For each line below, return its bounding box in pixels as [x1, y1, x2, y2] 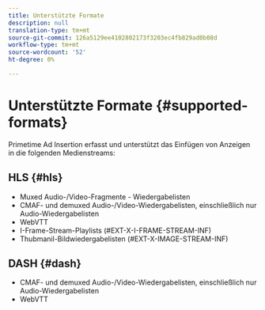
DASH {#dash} [8, 257, 81, 270]
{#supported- [155, 96, 248, 115]
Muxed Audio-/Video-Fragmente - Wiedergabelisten [19, 191, 191, 202]
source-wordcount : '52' [8, 48, 87, 56]
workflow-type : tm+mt [8, 41, 80, 49]
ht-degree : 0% [8, 56, 55, 64]
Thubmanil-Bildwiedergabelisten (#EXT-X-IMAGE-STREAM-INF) [19, 234, 229, 244]
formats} [8, 114, 68, 131]
